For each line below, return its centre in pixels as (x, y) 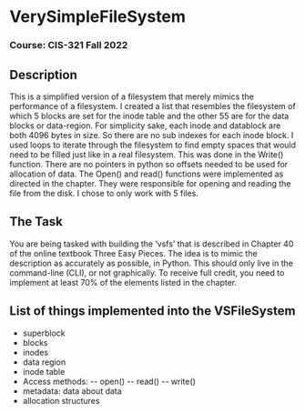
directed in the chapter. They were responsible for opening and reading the (150, 183)
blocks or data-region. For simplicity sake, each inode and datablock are (145, 126)
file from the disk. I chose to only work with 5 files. (104, 193)
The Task (36, 222)
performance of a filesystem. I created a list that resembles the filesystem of (152, 106)
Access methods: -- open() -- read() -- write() (109, 381)
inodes (35, 352)
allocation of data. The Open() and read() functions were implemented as (147, 174)
